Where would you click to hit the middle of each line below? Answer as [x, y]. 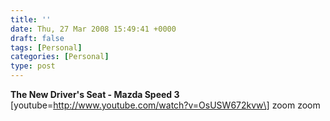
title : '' [31, 19]
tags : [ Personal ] [46, 47]
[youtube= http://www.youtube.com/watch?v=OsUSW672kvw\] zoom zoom [165, 105]
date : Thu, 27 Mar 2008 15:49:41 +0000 [93, 29]
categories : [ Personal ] [60, 57]
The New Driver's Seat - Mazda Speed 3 [95, 94]
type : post [33, 66]
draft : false [37, 38]
